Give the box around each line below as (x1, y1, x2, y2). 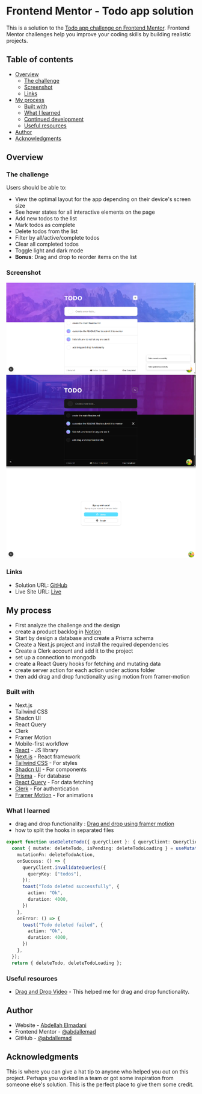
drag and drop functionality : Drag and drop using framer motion (14, 820, 174, 828)
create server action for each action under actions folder (14, 666, 156, 674)
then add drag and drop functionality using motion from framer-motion (14, 673, 191, 680)
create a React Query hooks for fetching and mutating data (14, 660, 161, 667)
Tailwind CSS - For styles (14, 759, 78, 766)
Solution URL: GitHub (14, 581, 68, 589)
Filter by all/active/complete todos (14, 234, 100, 242)
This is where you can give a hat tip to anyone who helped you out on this (6, 1067, 189, 1075)
